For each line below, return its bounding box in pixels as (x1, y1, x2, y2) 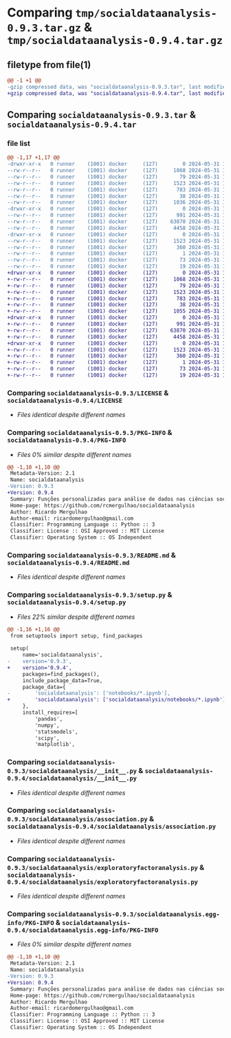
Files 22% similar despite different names (16, 613, 135, 621)
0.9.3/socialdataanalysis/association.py (7, 816, 148, 823)
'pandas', (34, 715, 63, 722)
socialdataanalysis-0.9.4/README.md (7, 559, 130, 566)
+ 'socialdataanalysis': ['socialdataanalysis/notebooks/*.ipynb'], (7, 697, 229, 703)
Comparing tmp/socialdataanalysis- (7, 5, 218, 21)
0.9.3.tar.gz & (7, 19, 93, 35)
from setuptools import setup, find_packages (10, 632, 143, 639)
